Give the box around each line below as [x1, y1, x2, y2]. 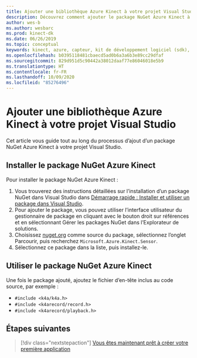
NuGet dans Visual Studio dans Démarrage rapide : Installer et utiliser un [14, 194, 190, 201]
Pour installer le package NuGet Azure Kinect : [6, 176, 118, 183]
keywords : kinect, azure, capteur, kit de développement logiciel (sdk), [6, 47, 191, 53]
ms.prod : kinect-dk [6, 31, 54, 37]
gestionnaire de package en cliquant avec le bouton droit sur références [14, 213, 189, 220]
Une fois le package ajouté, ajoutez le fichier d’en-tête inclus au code [6, 276, 174, 283]
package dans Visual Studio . [14, 200, 84, 207]
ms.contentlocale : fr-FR [6, 69, 67, 75]
